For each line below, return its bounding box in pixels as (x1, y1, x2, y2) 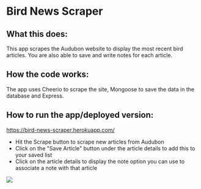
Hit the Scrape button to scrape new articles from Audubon (15, 138, 164, 145)
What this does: (6, 29, 68, 39)
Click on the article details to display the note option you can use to (15, 158, 185, 165)
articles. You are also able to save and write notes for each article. (6, 52, 173, 59)
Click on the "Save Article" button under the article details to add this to (15, 144, 196, 152)
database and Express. (6, 92, 64, 99)
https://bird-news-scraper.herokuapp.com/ (6, 126, 115, 133)
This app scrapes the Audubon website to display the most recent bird (6, 45, 183, 52)
